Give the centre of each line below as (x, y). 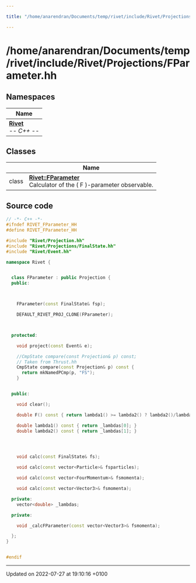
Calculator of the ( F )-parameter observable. (91, 185)
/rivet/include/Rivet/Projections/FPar (98, 63)
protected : (24, 335)
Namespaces (31, 97)
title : (14, 16)
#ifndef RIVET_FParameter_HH (41, 225)
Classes (21, 152)
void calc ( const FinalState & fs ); (58, 457)
